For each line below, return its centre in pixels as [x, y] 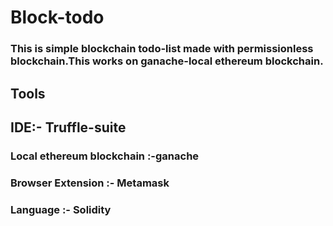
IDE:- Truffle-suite [68, 127]
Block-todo [57, 17]
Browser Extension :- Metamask [90, 183]
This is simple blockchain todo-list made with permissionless [162, 49]
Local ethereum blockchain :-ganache [105, 156]
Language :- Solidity [61, 209]
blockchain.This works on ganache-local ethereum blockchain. [167, 61]
